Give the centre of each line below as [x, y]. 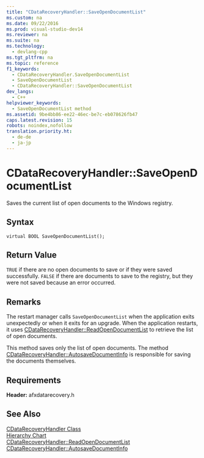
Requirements [34, 380]
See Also [24, 414]
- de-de [22, 137]
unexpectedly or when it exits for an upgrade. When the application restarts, [102, 323]
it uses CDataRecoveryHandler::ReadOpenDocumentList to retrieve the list [100, 330]
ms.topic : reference [33, 63]
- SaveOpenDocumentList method [52, 109]
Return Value [31, 255]
